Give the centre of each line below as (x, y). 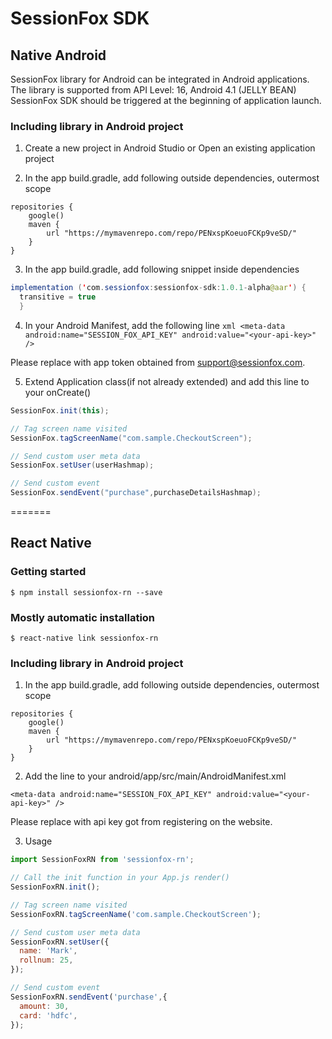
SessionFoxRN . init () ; (55, 887)
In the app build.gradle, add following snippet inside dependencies (162, 269)
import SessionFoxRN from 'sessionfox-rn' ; (102, 860)
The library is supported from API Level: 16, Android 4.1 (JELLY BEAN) (153, 90)
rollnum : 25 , (46, 960)
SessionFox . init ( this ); (60, 410)
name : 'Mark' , (48, 951)
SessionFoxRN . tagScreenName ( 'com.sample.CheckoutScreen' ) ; (136, 914)
